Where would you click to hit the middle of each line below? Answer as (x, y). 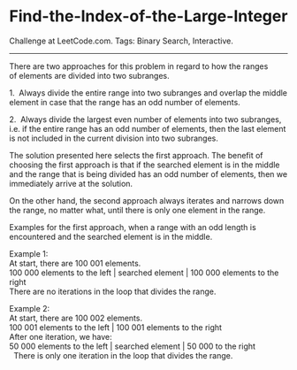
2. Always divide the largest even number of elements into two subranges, (145, 119)
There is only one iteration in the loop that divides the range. (123, 355)
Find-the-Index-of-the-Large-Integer (148, 16)
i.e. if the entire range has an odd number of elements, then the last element (148, 128)
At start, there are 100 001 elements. (75, 263)
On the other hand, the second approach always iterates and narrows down (147, 200)
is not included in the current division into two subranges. (114, 138)
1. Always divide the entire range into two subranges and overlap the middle (148, 92)
